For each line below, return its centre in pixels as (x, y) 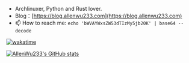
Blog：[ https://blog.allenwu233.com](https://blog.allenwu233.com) (98, 16)
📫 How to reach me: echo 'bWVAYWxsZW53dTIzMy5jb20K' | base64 (95, 23)
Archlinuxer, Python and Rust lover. (58, 9)
